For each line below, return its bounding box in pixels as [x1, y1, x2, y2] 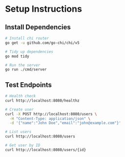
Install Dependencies [5, 23, 71, 31]
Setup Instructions [5, 3, 82, 15]
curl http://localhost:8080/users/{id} [5, 147, 86, 152]
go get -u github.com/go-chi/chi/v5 [5, 40, 80, 45]
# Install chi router [5, 36, 49, 41]
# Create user [5, 107, 34, 112]
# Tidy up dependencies [5, 49, 54, 54]
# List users [5, 130, 32, 135]
